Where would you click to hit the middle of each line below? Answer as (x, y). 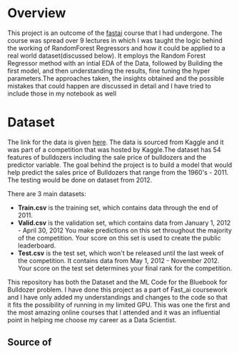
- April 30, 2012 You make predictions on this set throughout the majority (124, 230)
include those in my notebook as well (62, 93)
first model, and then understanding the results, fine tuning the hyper (109, 71)
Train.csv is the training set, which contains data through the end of (118, 208)
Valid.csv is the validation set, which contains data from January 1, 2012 (124, 222)
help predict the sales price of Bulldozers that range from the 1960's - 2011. (118, 172)
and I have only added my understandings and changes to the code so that (118, 297)
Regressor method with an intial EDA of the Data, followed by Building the (115, 63)
